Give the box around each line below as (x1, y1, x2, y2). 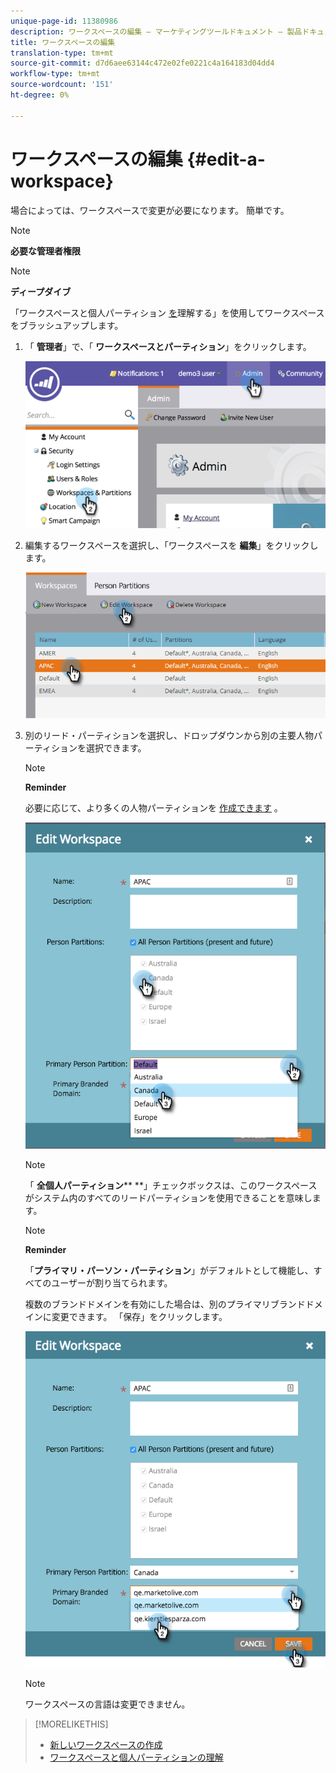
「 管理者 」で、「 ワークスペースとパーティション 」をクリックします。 (24, 340, 312, 352)
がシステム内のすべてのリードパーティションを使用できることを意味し (24, 1192, 313, 1204)
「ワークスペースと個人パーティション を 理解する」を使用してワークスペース (10, 306, 325, 319)
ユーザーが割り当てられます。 (51, 1277, 173, 1289)
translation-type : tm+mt (10, 48, 114, 58)
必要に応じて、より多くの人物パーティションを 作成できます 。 (24, 802, 283, 814)
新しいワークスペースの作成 (49, 1738, 163, 1750)
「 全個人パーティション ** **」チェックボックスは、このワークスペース (24, 1180, 318, 1192)
